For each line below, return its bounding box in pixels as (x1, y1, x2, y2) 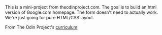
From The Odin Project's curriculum (5, 24, 78, 30)
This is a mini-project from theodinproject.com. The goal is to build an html (5, 4, 157, 10)
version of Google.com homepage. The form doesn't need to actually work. (5, 9, 159, 15)
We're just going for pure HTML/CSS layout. (5, 15, 95, 20)
